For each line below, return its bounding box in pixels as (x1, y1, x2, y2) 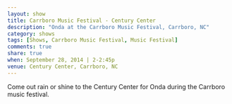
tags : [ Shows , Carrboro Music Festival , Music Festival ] (7, 37, 178, 44)
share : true (7, 50, 42, 57)
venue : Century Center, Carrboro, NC (7, 63, 118, 70)
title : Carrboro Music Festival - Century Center (7, 17, 157, 24)
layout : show (7, 10, 46, 18)
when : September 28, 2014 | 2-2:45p (7, 57, 115, 64)
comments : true (7, 43, 52, 50)
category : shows (7, 30, 55, 37)
